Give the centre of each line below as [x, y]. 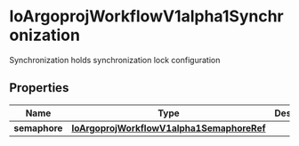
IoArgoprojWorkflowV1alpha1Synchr [146, 16]
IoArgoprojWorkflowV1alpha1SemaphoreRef [168, 128]
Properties [39, 88]
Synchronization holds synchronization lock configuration [115, 60]
